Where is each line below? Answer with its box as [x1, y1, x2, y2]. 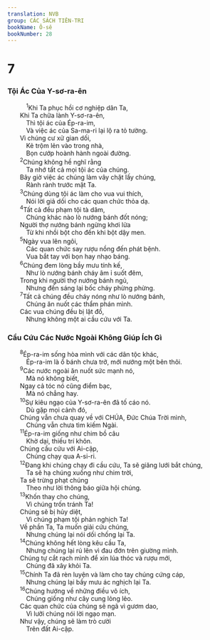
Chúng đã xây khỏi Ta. [26, 562, 92, 570]
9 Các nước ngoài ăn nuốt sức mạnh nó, [20, 365, 135, 374]
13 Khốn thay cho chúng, [20, 491, 90, 500]
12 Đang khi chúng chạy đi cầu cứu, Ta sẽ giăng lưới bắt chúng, [20, 460, 203, 469]
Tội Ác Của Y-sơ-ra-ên [7, 86, 87, 96]
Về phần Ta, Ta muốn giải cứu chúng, [20, 523, 130, 531]
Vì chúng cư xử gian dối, [20, 134, 91, 142]
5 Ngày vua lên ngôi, [20, 236, 78, 246]
